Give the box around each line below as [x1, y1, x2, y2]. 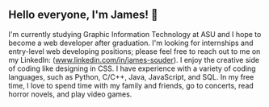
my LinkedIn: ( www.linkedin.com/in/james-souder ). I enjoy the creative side [8, 55, 260, 64]
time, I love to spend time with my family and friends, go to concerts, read [8, 80, 254, 90]
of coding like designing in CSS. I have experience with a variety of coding [8, 64, 256, 73]
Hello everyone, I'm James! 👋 [8, 8, 159, 22]
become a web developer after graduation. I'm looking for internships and [8, 38, 254, 47]
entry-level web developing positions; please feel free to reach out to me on [8, 46, 261, 56]
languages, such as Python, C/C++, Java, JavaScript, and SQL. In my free [8, 72, 254, 81]
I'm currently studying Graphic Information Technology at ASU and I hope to [8, 29, 262, 39]
